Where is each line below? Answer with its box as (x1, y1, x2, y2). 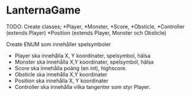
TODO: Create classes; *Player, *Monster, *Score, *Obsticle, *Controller (6, 23, 185, 30)
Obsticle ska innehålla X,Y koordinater (14, 71, 108, 78)
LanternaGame (6, 4, 81, 17)
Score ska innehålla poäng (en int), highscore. (14, 64, 127, 71)
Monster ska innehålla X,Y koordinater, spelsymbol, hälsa (14, 58, 154, 65)
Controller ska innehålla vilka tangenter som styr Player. (14, 83, 151, 90)
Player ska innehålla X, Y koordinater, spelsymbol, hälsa (14, 52, 151, 59)
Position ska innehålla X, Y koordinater (14, 77, 109, 84)
